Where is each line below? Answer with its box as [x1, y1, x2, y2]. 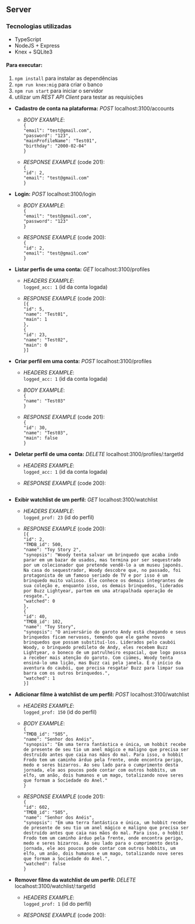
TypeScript [14, 35, 42, 43]
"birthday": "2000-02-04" [23, 143, 87, 149]
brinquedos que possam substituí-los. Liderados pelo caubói [23, 639, 176, 645]
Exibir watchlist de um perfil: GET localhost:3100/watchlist [14, 496, 158, 503]
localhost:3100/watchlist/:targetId [14, 882, 95, 889]
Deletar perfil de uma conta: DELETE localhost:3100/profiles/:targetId [14, 450, 184, 457]
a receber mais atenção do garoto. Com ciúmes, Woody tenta [23, 655, 173, 661]
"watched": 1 [23, 675, 56, 681]
